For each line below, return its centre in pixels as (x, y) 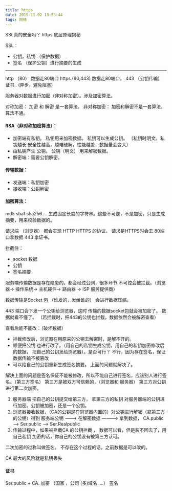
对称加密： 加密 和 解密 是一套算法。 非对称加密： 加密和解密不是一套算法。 (85, 107)
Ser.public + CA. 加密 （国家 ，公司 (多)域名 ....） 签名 (62, 483)
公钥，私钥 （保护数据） (38, 56)
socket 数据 (25, 259)
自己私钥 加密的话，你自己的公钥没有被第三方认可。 (67, 436)
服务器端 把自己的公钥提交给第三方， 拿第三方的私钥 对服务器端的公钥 (86, 399)
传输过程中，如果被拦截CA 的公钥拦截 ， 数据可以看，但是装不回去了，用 (90, 430)
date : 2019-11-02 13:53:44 (34, 15)
